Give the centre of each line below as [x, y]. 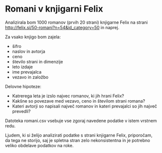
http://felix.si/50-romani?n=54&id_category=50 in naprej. [62, 27]
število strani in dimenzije [37, 61]
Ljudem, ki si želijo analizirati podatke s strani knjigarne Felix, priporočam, [79, 135]
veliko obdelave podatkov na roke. [39, 145]
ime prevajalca [27, 72]
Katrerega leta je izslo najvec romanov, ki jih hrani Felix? [68, 96]
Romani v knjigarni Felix [54, 9]
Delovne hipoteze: [23, 86]
